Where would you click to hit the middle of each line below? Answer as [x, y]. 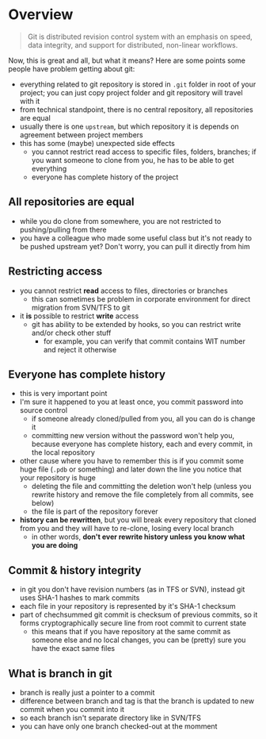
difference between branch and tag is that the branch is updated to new [137, 701]
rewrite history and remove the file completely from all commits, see [142, 495]
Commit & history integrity [75, 570]
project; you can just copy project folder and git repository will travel [131, 92]
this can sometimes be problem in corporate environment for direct [141, 298]
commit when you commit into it [72, 709]
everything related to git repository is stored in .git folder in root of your [138, 84]
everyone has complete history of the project [105, 177]
